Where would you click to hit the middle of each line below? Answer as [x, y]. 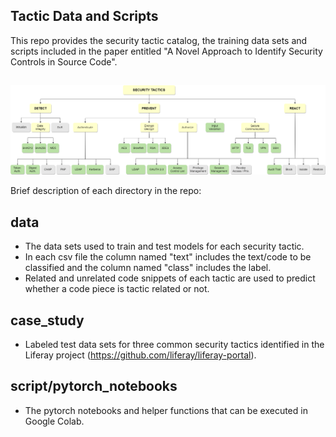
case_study [47, 320]
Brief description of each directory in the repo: [106, 191]
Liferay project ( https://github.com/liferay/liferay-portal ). [140, 355]
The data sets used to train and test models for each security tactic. [164, 246]
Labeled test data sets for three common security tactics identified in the [174, 345]
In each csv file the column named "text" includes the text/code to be [168, 257]
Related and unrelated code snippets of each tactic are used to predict [170, 278]
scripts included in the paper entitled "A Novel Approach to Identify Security [166, 51]
